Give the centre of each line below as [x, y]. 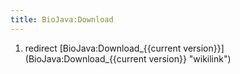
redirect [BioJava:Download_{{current [103, 48]
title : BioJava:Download [62, 19]
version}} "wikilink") [190, 58]
